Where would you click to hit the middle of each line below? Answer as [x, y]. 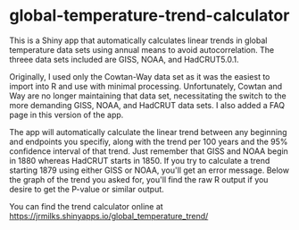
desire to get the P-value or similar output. [87, 189]
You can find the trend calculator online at [86, 206]
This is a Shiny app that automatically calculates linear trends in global [138, 40]
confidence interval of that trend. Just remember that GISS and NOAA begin [149, 151]
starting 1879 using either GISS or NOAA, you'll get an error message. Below [149, 170]
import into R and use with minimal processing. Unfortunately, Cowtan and [146, 86]
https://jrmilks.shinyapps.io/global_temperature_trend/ [109, 216]
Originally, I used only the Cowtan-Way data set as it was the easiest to [140, 76]
